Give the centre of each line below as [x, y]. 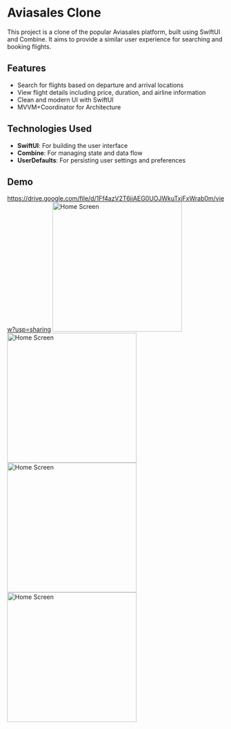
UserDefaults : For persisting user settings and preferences [101, 160]
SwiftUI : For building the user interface [72, 145]
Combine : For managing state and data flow [80, 153]
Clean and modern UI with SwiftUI [65, 100]
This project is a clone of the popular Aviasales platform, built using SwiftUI [114, 32]
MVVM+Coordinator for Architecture [69, 107]
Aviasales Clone [54, 13]
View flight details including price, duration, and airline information [111, 92]
